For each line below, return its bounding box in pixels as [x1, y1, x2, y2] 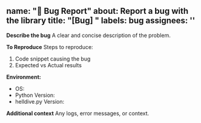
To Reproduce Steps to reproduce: [6, 43, 93, 50]
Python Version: [15, 91, 56, 99]
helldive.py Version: [15, 98, 65, 105]
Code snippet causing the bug [15, 55, 91, 62]
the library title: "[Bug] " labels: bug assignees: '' [6, 16, 196, 26]
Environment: [6, 73, 41, 81]
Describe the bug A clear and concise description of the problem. [6, 32, 171, 39]
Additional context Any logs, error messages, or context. [6, 110, 150, 117]
